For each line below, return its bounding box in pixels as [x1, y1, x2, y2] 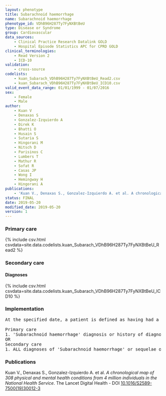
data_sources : [5, 35, 35, 40]
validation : [5, 62, 30, 67]
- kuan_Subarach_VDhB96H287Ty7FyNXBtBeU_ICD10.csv [14, 80, 121, 85]
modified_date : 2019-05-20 [5, 204, 61, 210]
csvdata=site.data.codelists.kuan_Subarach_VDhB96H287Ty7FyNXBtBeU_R [5, 242, 160, 248]
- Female [14, 94, 32, 99]
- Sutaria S [14, 136, 39, 141]
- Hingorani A [14, 182, 43, 187]
